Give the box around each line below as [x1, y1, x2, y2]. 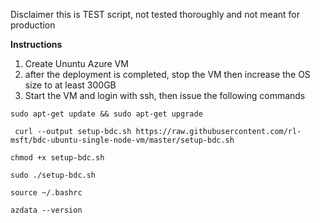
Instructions [10, 39, 63, 50]
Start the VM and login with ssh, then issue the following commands [24, 90, 306, 101]
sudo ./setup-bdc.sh [10, 170, 97, 180]
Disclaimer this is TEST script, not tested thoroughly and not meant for [10, 9, 300, 20]
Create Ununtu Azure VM [24, 58, 129, 69]
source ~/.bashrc [10, 188, 83, 198]
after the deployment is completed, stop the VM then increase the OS [24, 69, 311, 80]
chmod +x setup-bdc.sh [10, 153, 105, 163]
